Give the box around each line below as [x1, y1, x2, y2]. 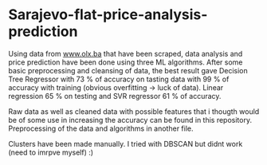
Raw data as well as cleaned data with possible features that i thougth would [8, 106, 260, 116]
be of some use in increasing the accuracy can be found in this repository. [8, 115, 253, 124]
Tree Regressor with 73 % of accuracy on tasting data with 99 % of [8, 74, 230, 84]
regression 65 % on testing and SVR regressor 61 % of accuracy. [8, 91, 222, 100]
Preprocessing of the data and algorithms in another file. [8, 124, 194, 133]
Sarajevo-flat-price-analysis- [8, 6, 208, 24]
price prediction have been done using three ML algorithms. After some [8, 57, 243, 67]
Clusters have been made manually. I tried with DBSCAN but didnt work [8, 139, 243, 148]
